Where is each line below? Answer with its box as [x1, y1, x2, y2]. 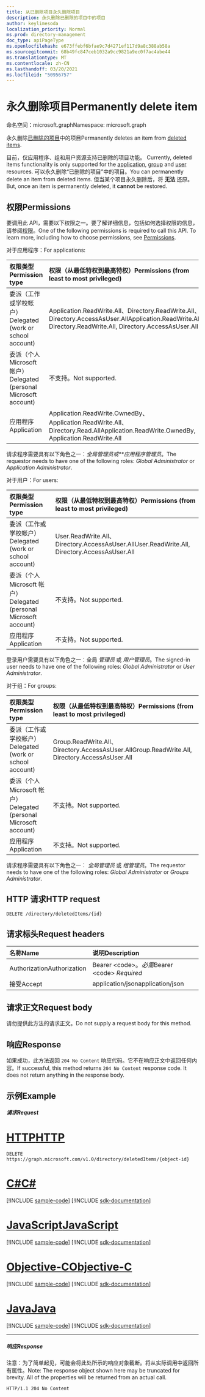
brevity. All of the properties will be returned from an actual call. [6, 1373, 167, 1381]
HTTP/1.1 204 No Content [6, 1385, 70, 1391]
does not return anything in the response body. [6, 1071, 125, 1079]
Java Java [6, 1302, 56, 1316]
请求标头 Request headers [6, 929, 105, 939]
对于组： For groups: [6, 682, 57, 689]
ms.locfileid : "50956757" [6, 72, 72, 78]
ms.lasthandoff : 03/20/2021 [6, 66, 78, 72]
